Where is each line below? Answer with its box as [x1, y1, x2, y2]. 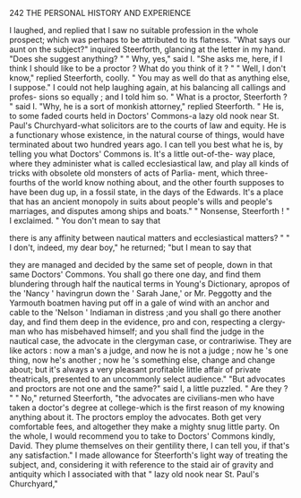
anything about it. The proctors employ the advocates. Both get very [9, 412, 262, 422]
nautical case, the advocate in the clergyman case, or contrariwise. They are [9, 336, 292, 346]
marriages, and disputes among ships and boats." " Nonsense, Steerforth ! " [9, 206, 290, 216]
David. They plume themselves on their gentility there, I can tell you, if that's [9, 441, 290, 451]
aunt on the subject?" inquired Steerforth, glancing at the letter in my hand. [9, 44, 286, 55]
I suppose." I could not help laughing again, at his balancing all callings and [9, 82, 287, 92]
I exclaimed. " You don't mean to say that [9, 215, 161, 226]
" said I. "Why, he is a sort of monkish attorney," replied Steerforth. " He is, [9, 101, 285, 111]
